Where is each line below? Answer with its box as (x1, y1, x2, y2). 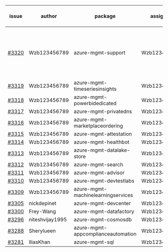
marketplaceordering (73, 122, 123, 129)
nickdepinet (28, 200, 56, 206)
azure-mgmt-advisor (73, 169, 125, 176)
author (40, 12, 57, 19)
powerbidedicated (73, 100, 116, 106)
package (94, 12, 116, 19)
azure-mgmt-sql (73, 238, 114, 245)
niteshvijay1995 (28, 216, 67, 223)
